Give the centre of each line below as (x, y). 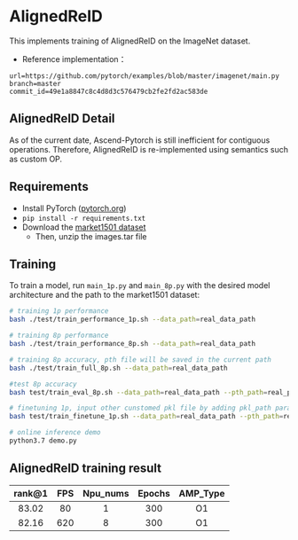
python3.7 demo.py (43, 441)
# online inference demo (55, 433)
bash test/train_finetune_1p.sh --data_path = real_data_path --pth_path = (146, 417)
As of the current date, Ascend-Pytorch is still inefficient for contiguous (140, 140)
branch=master (35, 83)
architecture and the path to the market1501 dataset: (105, 295)
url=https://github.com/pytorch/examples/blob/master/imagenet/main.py (144, 76)
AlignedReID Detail (62, 118)
